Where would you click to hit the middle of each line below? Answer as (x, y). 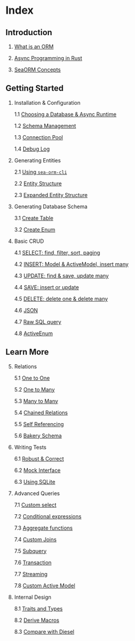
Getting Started (35, 88)
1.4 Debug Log (32, 149)
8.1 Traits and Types (38, 608)
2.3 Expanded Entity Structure (51, 195)
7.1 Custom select (35, 505)
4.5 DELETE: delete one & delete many (61, 299)
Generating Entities (37, 160)
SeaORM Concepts (37, 70)
